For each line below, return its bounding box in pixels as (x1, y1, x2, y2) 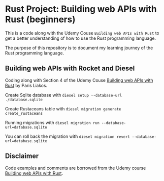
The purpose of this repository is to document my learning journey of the (5, 45, 153, 51)
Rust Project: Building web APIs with (5, 3, 157, 15)
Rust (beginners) (5, 14, 76, 25)
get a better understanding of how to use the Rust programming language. (5, 35, 156, 41)
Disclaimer (5, 152, 39, 160)
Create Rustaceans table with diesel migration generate (5, 105, 122, 111)
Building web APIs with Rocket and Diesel (5, 64, 135, 73)
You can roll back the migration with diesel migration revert (5, 133, 130, 139)
